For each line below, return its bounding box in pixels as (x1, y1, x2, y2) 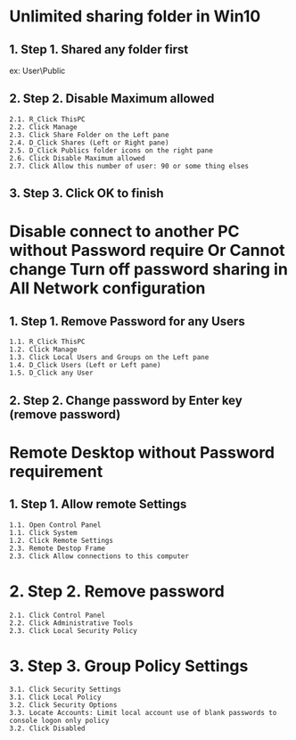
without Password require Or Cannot (9, 241, 285, 260)
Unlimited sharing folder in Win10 (9, 6, 261, 27)
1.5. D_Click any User (9, 368, 94, 378)
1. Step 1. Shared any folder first (9, 42, 189, 57)
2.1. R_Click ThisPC (9, 114, 86, 124)
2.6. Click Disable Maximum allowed (9, 153, 145, 162)
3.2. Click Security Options (9, 701, 118, 710)
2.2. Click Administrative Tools (9, 618, 134, 628)
